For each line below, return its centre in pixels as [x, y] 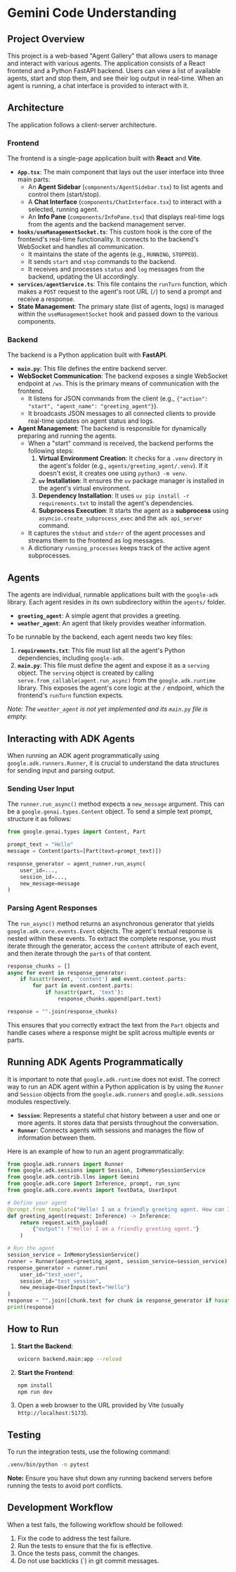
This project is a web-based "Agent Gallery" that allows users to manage [112, 56]
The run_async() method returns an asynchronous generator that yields [111, 923]
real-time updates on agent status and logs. [91, 421]
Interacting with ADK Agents [71, 739]
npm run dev [35, 1392]
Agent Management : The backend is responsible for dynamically [112, 429]
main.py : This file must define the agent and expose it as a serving [113, 666]
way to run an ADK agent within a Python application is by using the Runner [116, 1086]
